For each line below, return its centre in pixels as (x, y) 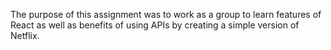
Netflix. (25, 35)
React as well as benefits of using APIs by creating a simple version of (155, 25)
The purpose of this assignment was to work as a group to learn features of (166, 14)
